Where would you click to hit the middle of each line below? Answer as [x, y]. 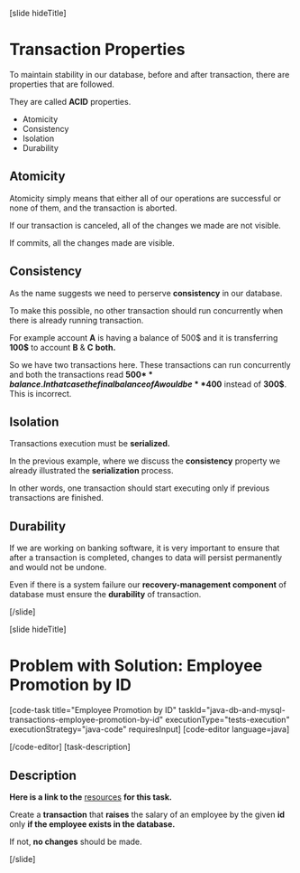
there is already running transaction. [77, 320]
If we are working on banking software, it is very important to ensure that [145, 548]
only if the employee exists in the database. [92, 824]
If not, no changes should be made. [76, 841]
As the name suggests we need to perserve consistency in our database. [146, 293]
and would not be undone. [58, 568]
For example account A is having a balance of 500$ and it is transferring [144, 337]
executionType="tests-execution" [227, 720]
